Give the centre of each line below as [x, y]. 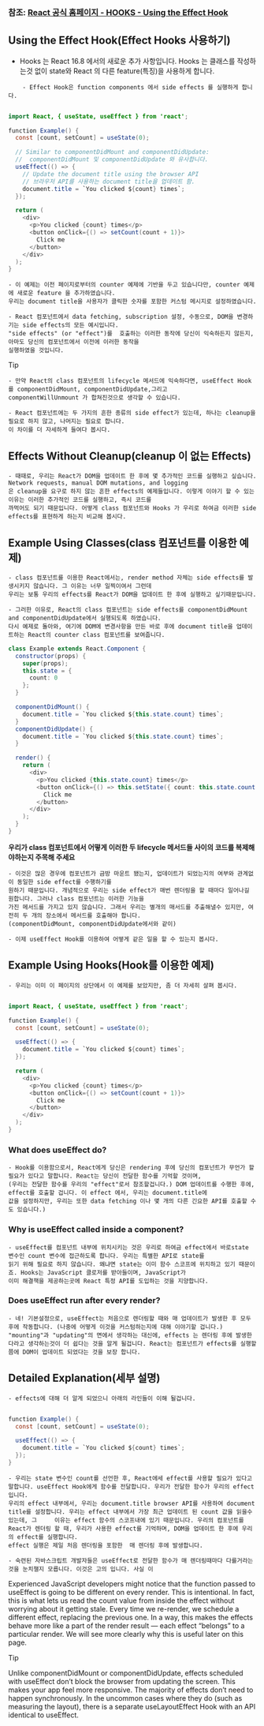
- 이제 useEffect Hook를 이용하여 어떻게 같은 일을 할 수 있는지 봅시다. [113, 939]
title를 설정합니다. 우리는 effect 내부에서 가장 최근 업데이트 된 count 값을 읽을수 [130, 1512]
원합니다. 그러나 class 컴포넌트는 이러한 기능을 [76, 899]
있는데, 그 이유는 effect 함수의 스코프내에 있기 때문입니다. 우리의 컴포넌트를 [126, 1520]
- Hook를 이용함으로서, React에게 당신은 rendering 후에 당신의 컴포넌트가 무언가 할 [131, 1168]
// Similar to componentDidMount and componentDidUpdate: [113, 152]
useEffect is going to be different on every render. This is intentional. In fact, [131, 1592]
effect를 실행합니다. [48, 1537]
